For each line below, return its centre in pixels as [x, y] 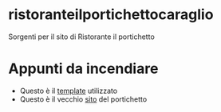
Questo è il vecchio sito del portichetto [83, 99]
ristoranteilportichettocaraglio [111, 15]
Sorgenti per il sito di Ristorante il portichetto [82, 37]
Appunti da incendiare [83, 69]
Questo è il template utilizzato [69, 91]
